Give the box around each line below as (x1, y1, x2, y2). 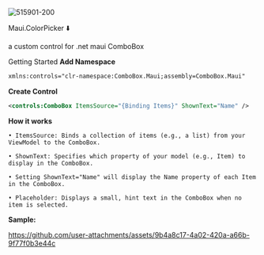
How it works (8, 116, 53, 126)
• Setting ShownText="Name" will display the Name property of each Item (8, 173, 257, 181)
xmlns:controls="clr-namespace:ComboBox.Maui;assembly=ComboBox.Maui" (8, 72, 246, 80)
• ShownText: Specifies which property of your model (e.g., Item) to (8, 152, 246, 160)
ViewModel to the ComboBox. (8, 139, 101, 147)
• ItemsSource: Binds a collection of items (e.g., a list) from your (8, 131, 246, 139)
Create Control (8, 86, 58, 96)
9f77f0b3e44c (8, 238, 56, 248)
